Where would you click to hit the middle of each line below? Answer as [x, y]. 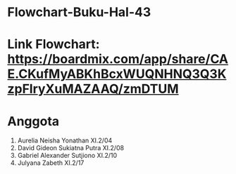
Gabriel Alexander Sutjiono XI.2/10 [67, 156]
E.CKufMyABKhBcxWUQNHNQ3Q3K [117, 74]
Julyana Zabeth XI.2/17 [51, 163]
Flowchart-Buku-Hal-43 [79, 12]
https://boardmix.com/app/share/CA [118, 59]
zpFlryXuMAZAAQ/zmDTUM [93, 89]
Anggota [33, 121]
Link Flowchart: [54, 45]
